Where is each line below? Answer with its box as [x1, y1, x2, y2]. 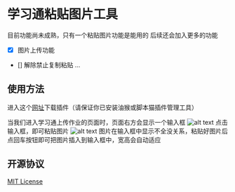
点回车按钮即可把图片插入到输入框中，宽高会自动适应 [7, 135, 161, 144]
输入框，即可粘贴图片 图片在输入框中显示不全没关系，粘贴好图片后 [7, 127, 228, 135]
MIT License [7, 177, 43, 186]
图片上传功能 [17, 46, 55, 54]
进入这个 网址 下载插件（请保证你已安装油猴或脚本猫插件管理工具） [7, 103, 198, 111]
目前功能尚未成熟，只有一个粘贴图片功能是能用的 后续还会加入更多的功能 [7, 31, 218, 39]
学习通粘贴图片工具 [7, 6, 119, 22]
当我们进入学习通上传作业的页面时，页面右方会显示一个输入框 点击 [7, 118, 228, 126]
